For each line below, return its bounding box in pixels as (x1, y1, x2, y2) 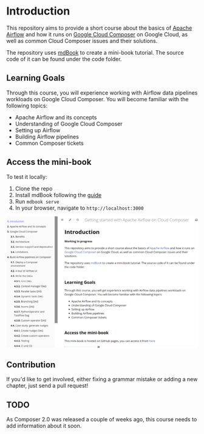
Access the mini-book (6, 157, 92, 167)
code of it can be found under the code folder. (6, 55, 122, 62)
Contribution (6, 359, 56, 370)
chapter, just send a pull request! (6, 382, 89, 389)
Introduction (6, 4, 70, 18)
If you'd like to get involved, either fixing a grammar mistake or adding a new (6, 376, 198, 383)
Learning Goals (6, 73, 66, 83)
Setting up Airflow (15, 126, 61, 134)
